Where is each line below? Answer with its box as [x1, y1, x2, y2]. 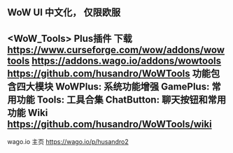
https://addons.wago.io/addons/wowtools [31, 54, 222, 66]
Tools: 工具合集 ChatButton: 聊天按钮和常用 [36, 94, 226, 105]
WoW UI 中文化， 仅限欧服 [7, 6, 121, 19]
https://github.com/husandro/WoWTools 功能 [7, 67, 211, 79]
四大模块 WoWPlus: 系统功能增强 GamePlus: [16, 80, 210, 92]
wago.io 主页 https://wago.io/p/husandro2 [7, 138, 129, 146]
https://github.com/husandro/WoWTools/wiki [7, 118, 212, 130]
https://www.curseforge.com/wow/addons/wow [7, 44, 225, 56]
